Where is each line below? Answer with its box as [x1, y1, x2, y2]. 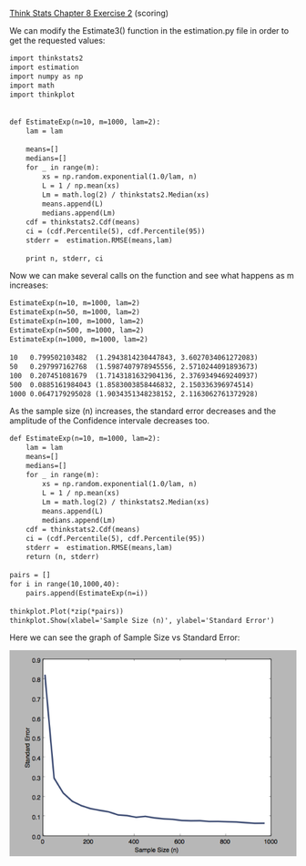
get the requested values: [9, 36, 106, 46]
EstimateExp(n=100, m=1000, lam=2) [9, 317, 145, 326]
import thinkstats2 [9, 54, 84, 63]
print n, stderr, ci [25, 254, 104, 263]
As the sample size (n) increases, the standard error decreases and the [9, 405, 276, 416]
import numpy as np [9, 72, 84, 81]
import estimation [9, 63, 79, 72]
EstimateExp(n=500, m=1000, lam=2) [9, 326, 145, 335]
